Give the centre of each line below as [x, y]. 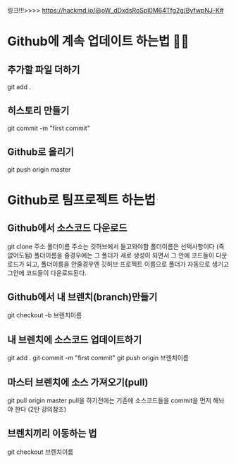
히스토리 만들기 [38, 111]
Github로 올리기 [41, 152]
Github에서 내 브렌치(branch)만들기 [82, 297]
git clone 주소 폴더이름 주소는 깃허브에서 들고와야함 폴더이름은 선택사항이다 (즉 [116, 246]
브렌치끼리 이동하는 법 [52, 434]
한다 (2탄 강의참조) [41, 410]
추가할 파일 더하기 [44, 69]
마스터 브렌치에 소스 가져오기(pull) [78, 382]
